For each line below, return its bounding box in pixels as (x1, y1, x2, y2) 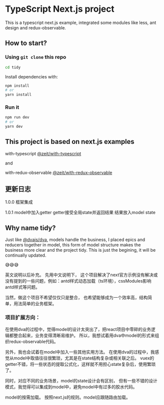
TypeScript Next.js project (5, 3, 115, 15)
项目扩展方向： (5, 314, 41, 321)
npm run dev (5, 115, 29, 120)
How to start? (5, 39, 47, 48)
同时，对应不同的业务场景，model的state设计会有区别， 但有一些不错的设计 (5, 378, 158, 383)
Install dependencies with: (5, 73, 58, 79)
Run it (5, 104, 20, 111)
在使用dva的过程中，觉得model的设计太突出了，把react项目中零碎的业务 (5, 326, 151, 332)
